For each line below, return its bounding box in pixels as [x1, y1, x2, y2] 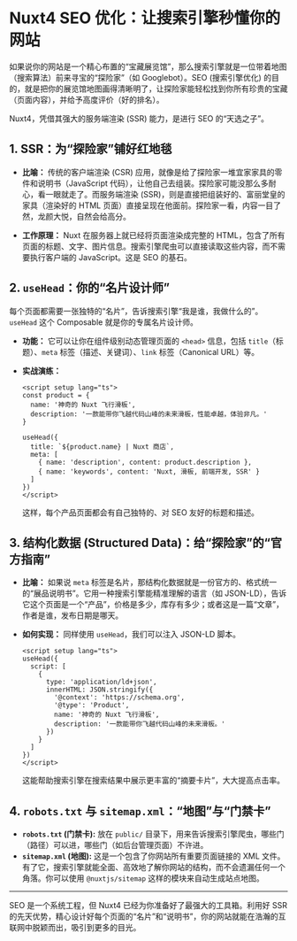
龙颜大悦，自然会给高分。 [37, 211, 131, 221]
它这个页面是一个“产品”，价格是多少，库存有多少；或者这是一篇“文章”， [21, 599, 285, 610]
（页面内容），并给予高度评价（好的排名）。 [9, 94, 164, 104]
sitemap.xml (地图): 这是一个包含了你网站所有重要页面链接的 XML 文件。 [21, 851, 286, 861]
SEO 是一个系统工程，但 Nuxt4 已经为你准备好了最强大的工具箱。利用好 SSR [9, 900, 287, 911]
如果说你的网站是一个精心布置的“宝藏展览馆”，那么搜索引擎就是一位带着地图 [9, 61, 287, 72]
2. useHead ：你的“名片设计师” [9, 281, 171, 296]
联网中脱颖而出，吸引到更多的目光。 [9, 922, 141, 933]
